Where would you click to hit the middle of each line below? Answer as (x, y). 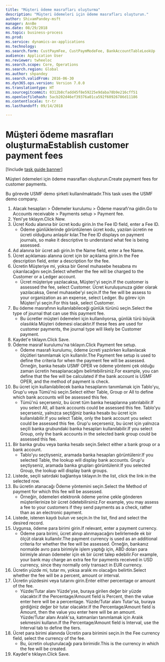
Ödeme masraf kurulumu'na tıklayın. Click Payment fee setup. (74, 345)
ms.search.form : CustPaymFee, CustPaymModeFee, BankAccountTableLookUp (80, 51)
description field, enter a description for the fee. (61, 261)
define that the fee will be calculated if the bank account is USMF (86, 376)
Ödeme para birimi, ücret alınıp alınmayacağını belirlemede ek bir (86, 533)
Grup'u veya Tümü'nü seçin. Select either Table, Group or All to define (83, 392)
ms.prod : (14, 37)
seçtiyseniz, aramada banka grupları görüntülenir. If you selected (85, 465)
